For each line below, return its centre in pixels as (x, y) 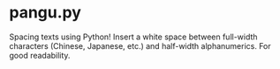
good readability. (40, 55)
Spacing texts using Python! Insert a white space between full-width (133, 37)
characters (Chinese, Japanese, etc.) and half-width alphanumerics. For (140, 45)
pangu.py (45, 13)
